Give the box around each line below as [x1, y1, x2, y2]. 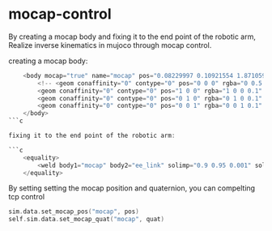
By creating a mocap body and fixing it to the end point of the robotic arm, [8, 32, 257, 41]
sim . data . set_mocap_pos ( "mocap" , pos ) [8, 207, 139, 216]
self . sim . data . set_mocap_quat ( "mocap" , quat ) [8, 216, 164, 224]
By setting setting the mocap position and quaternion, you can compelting [8, 183, 256, 193]
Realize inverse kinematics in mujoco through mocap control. [8, 40, 212, 49]
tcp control [8, 192, 45, 202]
